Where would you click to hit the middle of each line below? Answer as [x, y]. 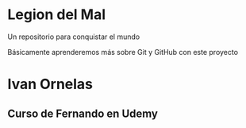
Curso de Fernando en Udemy [83, 113]
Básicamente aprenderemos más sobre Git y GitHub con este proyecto [123, 52]
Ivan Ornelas [50, 84]
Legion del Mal [57, 15]
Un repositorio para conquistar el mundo [74, 37]
